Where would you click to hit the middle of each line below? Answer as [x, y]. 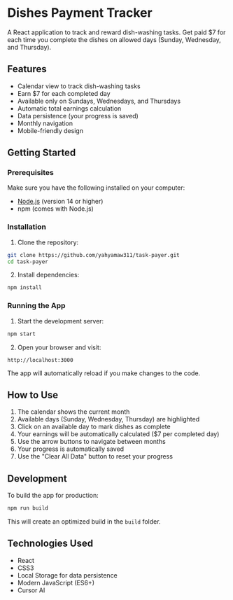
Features [27, 69]
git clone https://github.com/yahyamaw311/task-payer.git [93, 255]
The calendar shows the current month [73, 412]
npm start [22, 334]
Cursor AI [31, 590]
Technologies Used [50, 544]
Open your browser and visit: [59, 347]
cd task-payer [28, 261]
